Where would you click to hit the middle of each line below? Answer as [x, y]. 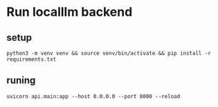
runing [21, 80]
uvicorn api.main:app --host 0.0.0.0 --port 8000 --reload [93, 96]
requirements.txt [31, 59]
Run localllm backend [70, 12]
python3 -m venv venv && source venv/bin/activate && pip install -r [109, 53]
